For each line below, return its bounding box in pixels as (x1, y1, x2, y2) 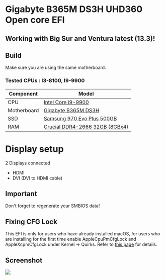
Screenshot (5, 256, 43, 264)
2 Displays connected (5, 160, 50, 166)
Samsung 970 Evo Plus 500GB (43, 115, 117, 122)
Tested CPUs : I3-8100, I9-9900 (5, 77, 85, 84)
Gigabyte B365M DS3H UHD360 (5, 4, 143, 15)
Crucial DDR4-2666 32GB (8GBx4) (43, 123, 129, 130)
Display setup (5, 143, 64, 154)
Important (5, 190, 37, 198)
